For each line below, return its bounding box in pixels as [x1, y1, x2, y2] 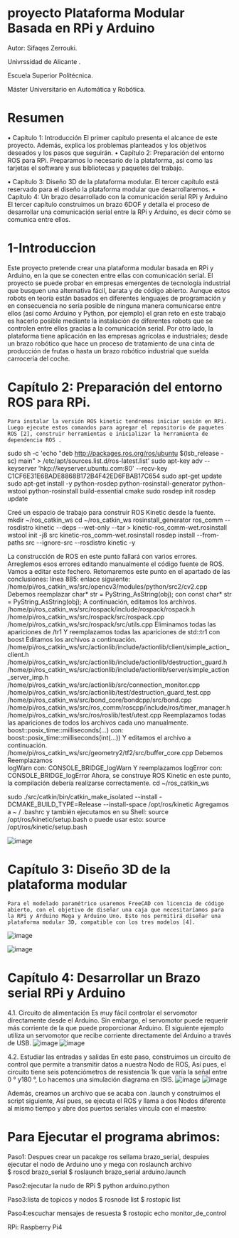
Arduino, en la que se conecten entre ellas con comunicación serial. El [7, 271, 213, 279]
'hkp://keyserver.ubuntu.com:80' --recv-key [38, 464, 168, 472]
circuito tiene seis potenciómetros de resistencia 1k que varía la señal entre [7, 1067, 228, 1076]
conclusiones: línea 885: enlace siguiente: [7, 575, 130, 583]
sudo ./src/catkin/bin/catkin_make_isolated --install [7, 792, 158, 801]
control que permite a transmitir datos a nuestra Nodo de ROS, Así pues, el [7, 1060, 226, 1068]
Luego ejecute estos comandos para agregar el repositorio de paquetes [7, 424, 224, 431]
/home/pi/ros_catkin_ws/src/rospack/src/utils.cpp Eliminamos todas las [7, 620, 217, 629]
